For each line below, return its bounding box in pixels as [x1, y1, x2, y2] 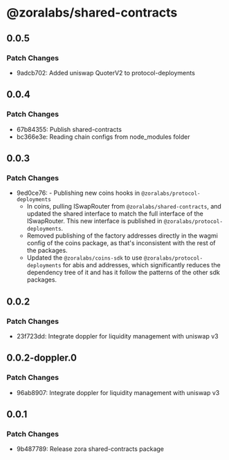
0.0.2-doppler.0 [6, 352, 77, 364]
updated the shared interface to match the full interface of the [26, 209, 203, 218]
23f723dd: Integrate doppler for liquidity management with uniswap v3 [16, 332, 219, 340]
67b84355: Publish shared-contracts [16, 125, 122, 133]
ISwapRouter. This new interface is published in [26, 217, 163, 225]
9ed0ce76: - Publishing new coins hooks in [16, 189, 140, 198]
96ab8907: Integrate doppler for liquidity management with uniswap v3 [16, 388, 220, 396]
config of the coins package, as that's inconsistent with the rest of [26, 239, 216, 247]
